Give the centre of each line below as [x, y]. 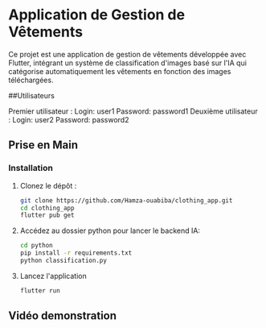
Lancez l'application [53, 276]
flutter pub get [47, 215]
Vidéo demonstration [63, 316]
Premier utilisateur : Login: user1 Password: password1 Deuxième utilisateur [133, 111]
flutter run [40, 291]
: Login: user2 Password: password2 [69, 119]
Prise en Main [43, 145]
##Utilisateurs [31, 95]
